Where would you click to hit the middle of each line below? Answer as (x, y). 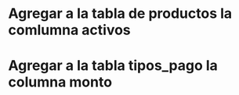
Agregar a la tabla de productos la (120, 14)
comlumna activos (69, 30)
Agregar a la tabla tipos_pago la (113, 66)
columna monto (60, 82)
